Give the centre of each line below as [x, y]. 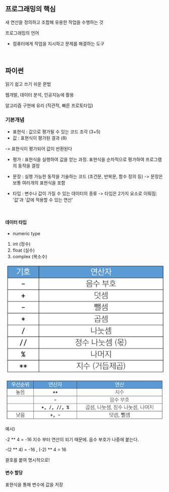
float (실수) [24, 250]
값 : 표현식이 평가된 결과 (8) [40, 138]
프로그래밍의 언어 [22, 33]
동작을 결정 [29, 166]
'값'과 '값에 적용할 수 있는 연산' [43, 200]
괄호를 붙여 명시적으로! [27, 460]
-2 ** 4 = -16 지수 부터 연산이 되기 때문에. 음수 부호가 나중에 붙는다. [72, 440]
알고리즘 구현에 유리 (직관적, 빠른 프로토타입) [49, 105]
